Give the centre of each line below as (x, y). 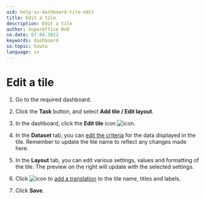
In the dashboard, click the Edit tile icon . (75, 123)
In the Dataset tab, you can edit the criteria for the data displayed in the (105, 135)
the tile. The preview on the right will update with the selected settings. (105, 166)
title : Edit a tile (31, 18)
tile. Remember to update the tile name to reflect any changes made (101, 141)
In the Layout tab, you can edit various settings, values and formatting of (107, 160)
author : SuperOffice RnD (38, 29)
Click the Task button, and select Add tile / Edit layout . (84, 111)
